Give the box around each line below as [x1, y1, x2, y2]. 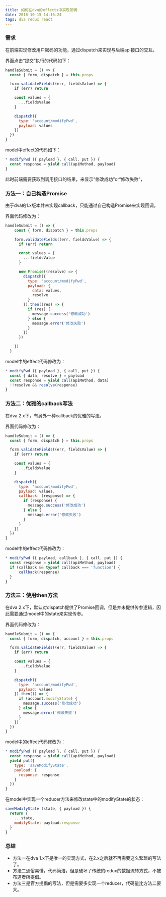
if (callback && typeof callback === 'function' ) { [10, 565, 121, 570]
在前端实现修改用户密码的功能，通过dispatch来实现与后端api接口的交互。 [5, 46, 157, 53]
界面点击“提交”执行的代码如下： [5, 58, 71, 64]
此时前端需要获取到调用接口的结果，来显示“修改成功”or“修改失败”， [5, 176, 145, 182]
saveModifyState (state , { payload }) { [5, 806, 92, 811]
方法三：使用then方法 [5, 592, 58, 599]
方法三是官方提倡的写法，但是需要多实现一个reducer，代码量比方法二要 [12, 880, 161, 886]
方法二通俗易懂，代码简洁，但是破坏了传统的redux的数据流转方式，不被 [12, 867, 161, 873]
